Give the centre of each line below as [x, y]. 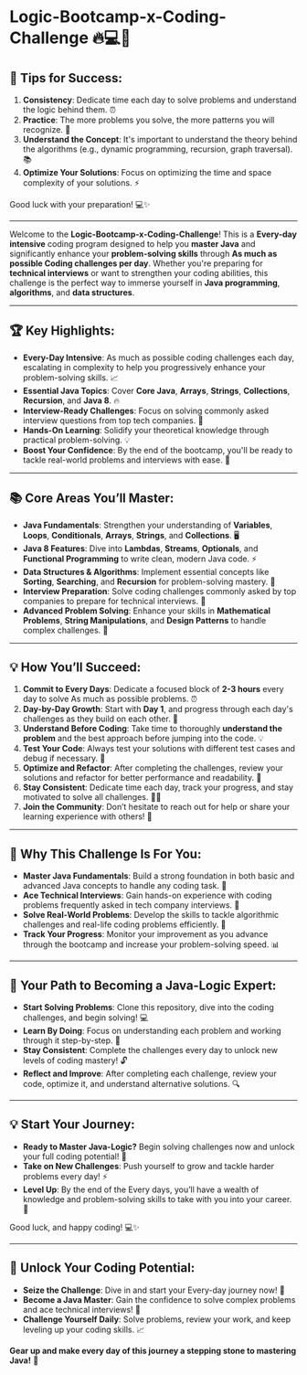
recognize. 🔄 [47, 129]
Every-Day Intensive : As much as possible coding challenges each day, [159, 357]
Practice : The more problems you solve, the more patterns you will [148, 120]
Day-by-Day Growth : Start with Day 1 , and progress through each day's [158, 709]
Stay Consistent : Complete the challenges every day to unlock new [150, 1050]
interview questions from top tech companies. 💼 [113, 420]
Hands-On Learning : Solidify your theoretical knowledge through [146, 430]
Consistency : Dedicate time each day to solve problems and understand [159, 100]
